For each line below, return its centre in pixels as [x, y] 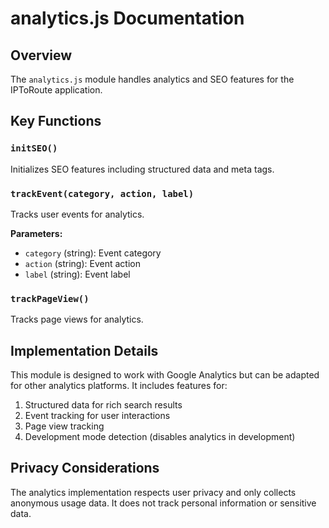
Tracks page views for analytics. [77, 319]
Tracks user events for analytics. [77, 214]
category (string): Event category [93, 253]
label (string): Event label [77, 274]
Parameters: [36, 233]
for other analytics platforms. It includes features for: [119, 386]
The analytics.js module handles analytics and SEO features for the [152, 79]
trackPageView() [50, 298]
